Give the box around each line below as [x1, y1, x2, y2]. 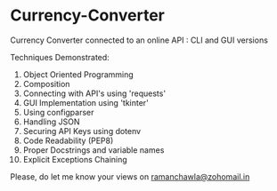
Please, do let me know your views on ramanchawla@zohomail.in [10, 171, 250, 182]
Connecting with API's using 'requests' [22, 88, 167, 99]
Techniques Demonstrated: [10, 52, 110, 62]
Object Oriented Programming [22, 68, 134, 80]
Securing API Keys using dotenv [22, 125, 142, 136]
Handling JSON [22, 116, 80, 127]
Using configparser [22, 107, 94, 117]
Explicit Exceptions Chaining [22, 154, 127, 164]
